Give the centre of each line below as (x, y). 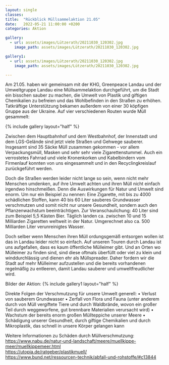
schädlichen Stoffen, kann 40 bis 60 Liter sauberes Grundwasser (73, 200)
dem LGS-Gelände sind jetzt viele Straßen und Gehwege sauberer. (74, 142)
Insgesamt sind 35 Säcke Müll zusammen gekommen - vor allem (72, 147)
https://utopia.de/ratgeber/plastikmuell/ (46, 352)
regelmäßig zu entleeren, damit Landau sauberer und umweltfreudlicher (80, 269)
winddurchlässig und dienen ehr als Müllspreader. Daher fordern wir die (80, 258)
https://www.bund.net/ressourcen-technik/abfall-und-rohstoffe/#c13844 (81, 357)
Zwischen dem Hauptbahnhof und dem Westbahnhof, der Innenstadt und (81, 136)
